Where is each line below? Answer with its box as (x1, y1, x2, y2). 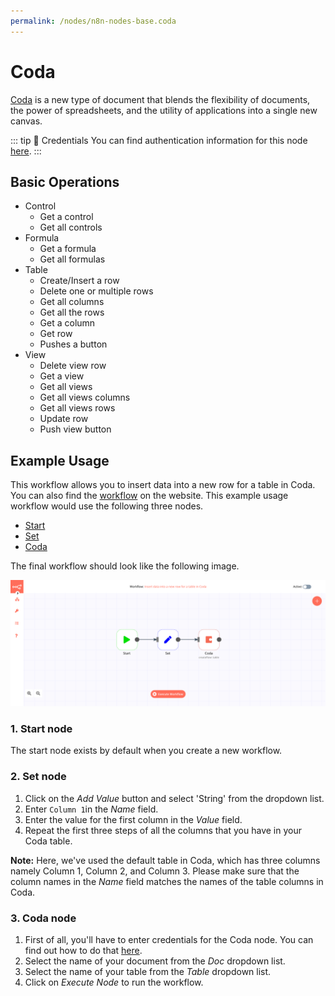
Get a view (39, 370, 85, 382)
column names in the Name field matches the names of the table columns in (10, 875, 324, 887)
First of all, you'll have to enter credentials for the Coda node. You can (24, 933, 314, 945)
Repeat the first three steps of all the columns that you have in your (24, 824, 302, 836)
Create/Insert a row (39, 275, 120, 287)
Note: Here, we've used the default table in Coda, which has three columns (10, 854, 321, 866)
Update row (39, 413, 89, 425)
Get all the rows (39, 306, 105, 319)
